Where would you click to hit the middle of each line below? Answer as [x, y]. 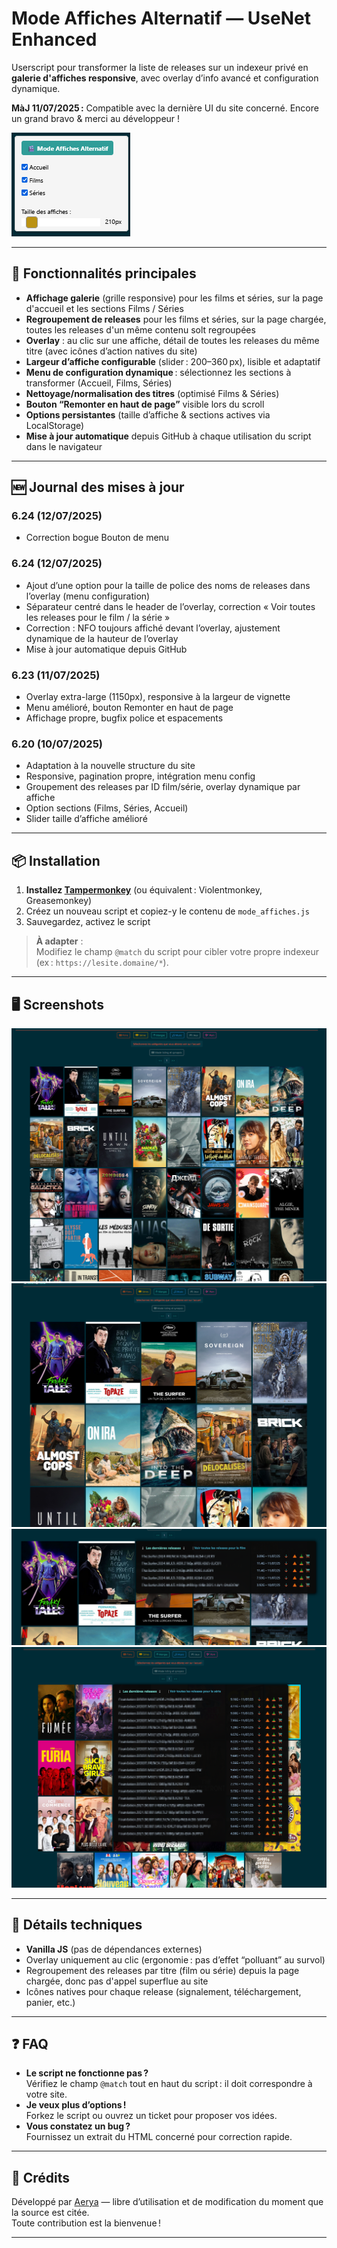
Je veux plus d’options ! [76, 2105]
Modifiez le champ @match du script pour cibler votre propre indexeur [177, 952]
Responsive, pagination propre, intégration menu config [140, 776]
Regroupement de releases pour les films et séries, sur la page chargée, [176, 319]
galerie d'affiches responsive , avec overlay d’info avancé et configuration [165, 78]
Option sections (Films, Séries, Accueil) [107, 808]
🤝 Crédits [41, 2177]
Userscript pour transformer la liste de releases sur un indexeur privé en [160, 67]
